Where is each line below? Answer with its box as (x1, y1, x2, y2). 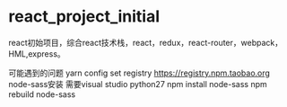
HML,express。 (8, 48, 66, 59)
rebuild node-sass (8, 88, 76, 100)
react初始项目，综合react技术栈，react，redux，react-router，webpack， (8, 37, 283, 48)
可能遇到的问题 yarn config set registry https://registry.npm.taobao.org (8, 67, 271, 78)
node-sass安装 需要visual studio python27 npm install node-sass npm (8, 78, 268, 89)
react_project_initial (8, 6, 161, 27)
